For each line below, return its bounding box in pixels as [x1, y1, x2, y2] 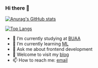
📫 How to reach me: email [12, 57, 68, 63]
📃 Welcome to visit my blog [12, 51, 69, 57]
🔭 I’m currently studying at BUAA [12, 35, 81, 42]
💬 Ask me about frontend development [12, 46, 93, 52]
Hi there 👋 [5, 5, 30, 12]
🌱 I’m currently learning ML [12, 41, 69, 47]
